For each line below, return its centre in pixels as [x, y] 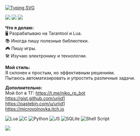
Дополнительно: [24, 88]
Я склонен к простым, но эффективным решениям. [60, 73]
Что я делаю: [20, 28]
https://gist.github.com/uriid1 [35, 98]
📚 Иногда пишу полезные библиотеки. [47, 41]
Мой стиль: [18, 67]
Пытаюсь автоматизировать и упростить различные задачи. [70, 78]
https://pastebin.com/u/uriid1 [35, 103]
